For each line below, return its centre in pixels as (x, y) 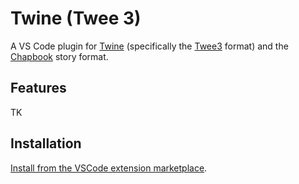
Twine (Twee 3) (76, 18)
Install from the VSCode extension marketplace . (109, 168)
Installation (46, 143)
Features (38, 88)
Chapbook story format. (59, 56)
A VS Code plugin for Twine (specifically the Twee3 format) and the (149, 46)
